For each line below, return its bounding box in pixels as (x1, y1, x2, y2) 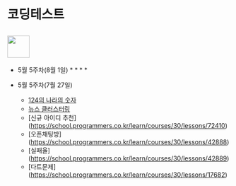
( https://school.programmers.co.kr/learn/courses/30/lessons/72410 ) (28, 122, 228, 129)
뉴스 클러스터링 (28, 105, 71, 113)
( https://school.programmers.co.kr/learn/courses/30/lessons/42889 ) (28, 154, 230, 163)
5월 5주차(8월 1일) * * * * (17, 66, 88, 74)
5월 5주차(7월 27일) (17, 81, 73, 89)
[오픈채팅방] (28, 130, 62, 138)
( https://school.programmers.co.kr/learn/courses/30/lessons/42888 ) (28, 138, 230, 146)
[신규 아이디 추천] (28, 114, 76, 122)
